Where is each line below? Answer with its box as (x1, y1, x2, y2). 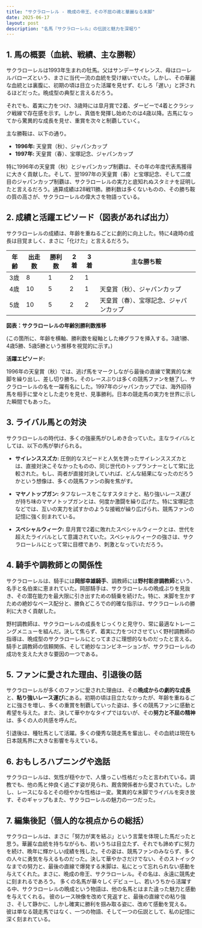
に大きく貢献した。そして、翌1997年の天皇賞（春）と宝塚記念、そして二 (6, 171, 186, 178)
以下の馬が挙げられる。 (26, 442, 85, 449)
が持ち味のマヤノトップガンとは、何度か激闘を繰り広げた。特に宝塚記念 (14, 498, 194, 505)
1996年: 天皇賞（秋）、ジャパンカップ (14, 143, 108, 150)
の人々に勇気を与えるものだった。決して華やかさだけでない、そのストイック (6, 855, 196, 862)
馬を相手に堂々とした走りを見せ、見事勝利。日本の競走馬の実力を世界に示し (6, 390, 196, 398)
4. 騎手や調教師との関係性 (6, 560, 103, 570)
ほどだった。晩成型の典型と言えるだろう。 (11, 89, 116, 96)
